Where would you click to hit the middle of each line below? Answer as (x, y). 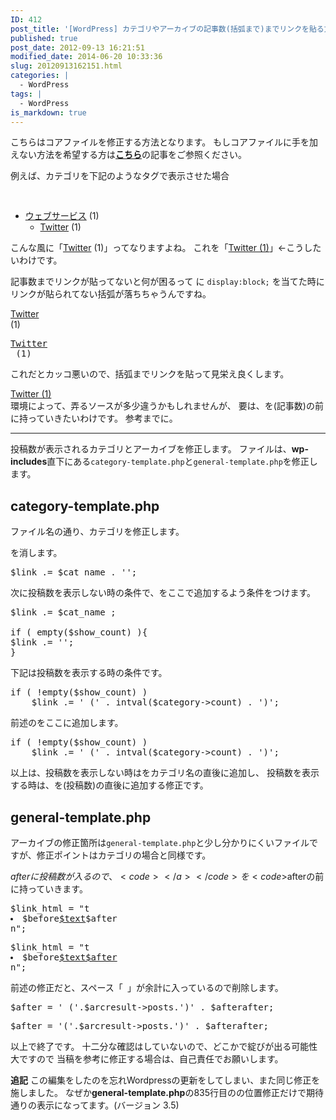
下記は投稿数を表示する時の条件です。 (89, 673)
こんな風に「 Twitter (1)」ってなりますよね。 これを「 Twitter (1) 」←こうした (166, 248)
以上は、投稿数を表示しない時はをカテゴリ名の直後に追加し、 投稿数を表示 (165, 773)
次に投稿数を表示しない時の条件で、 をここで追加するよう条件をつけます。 (163, 593)
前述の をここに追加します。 (67, 723)
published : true (44, 38)
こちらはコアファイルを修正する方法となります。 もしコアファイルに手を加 (164, 142)
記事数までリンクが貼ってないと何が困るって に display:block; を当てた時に (167, 282)
